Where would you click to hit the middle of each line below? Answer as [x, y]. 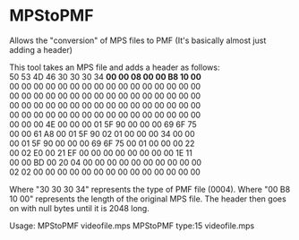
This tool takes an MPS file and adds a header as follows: [115, 67]
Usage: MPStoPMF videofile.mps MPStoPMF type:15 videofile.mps [132, 226]
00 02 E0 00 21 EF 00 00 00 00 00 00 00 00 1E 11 [101, 152]
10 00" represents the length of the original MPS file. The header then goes [148, 199]
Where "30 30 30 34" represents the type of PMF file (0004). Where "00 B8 [150, 189]
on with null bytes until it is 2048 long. [79, 208]
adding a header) [41, 49]
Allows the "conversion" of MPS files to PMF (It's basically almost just [138, 40]
